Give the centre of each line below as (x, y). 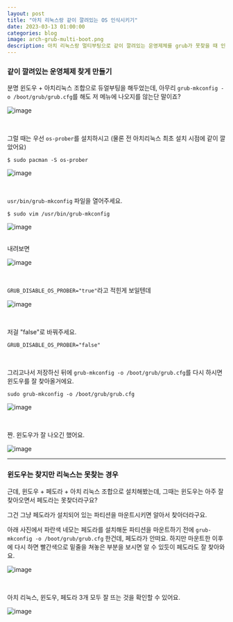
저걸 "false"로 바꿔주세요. (42, 332)
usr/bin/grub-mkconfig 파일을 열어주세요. (65, 201)
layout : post (26, 14)
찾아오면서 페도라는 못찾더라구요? (53, 500)
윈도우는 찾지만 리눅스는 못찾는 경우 (63, 475)
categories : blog (32, 33)
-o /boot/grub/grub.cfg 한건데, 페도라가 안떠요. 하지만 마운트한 (123, 538)
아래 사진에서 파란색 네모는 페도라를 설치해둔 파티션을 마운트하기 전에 (101, 530)
